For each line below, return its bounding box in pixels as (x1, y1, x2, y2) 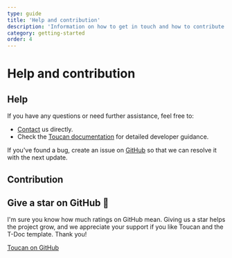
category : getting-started (7, 29, 85, 37)
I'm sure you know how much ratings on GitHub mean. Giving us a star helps (7, 216, 226, 224)
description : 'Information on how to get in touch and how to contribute (7, 23, 225, 30)
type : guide (7, 10, 42, 17)
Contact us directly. (17, 126, 73, 134)
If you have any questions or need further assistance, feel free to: (7, 112, 194, 120)
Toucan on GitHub (7, 243, 60, 252)
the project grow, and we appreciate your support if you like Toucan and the (7, 223, 224, 231)
